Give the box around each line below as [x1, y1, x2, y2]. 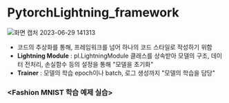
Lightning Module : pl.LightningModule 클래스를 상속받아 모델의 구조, [17, 51, 210, 60]
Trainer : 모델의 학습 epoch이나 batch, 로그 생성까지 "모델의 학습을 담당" [17, 69, 216, 77]
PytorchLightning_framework [7, 5, 179, 21]
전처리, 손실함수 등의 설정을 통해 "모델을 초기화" [24, 60, 154, 68]
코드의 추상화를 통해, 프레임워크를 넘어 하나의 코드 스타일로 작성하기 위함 [17, 43, 212, 51]
